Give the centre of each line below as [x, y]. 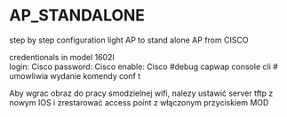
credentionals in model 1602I [62, 57]
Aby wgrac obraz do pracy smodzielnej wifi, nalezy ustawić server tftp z [141, 93]
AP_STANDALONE [77, 16]
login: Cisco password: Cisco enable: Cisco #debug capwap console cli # [143, 66]
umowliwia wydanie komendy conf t [75, 75]
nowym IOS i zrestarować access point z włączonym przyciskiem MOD [139, 102]
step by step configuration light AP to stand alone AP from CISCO [129, 40]
